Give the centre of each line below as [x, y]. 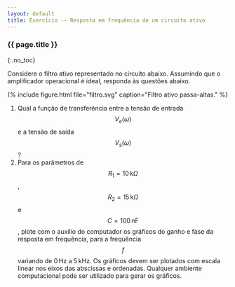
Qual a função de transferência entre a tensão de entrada [100, 108]
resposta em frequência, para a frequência [79, 239]
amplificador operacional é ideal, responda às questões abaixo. [99, 80]
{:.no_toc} [21, 59]
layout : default [31, 14]
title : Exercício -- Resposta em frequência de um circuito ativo [106, 20]
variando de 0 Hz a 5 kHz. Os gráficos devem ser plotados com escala [119, 260]
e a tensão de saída [46, 132]
